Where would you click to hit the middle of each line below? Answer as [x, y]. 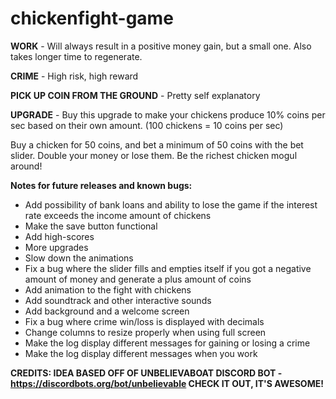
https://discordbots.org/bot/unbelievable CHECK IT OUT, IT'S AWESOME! [167, 383]
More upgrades [56, 247]
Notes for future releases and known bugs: [101, 185]
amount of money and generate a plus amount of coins [138, 279]
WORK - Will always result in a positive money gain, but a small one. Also [161, 46]
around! [26, 166]
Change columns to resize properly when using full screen [145, 332]
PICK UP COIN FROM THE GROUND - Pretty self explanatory [135, 95]
